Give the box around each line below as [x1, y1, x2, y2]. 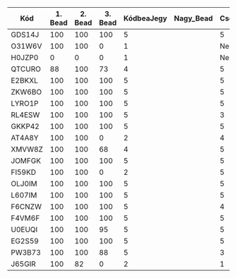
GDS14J [11, 30, 39, 40]
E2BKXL [11, 75, 39, 85]
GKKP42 [11, 121, 40, 131]
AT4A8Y [11, 133, 39, 143]
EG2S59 [11, 236, 39, 246]
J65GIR [11, 259, 37, 269]
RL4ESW [11, 110, 40, 119]
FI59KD [11, 167, 37, 177]
